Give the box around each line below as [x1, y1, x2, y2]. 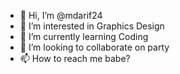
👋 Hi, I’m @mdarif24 [19, 10, 103, 21]
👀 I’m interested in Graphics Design [19, 20, 165, 32]
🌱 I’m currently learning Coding [19, 31, 149, 42]
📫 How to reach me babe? [19, 53, 131, 64]
